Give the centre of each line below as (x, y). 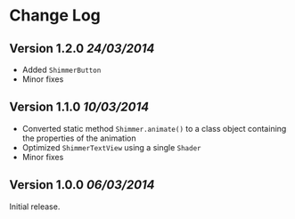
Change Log (55, 16)
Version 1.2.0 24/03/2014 (82, 49)
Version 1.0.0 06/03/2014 (82, 185)
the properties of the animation (79, 138)
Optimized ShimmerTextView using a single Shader (111, 147)
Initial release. (35, 207)
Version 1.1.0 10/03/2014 (79, 107)
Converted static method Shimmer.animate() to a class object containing (154, 128)
